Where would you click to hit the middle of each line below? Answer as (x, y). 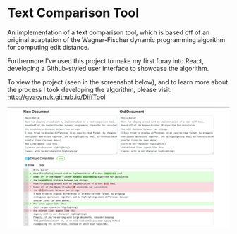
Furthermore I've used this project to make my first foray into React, (106, 60)
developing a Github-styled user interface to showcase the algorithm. (108, 68)
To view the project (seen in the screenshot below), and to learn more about (118, 82)
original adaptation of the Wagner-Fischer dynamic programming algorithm (116, 39)
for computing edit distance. (48, 47)
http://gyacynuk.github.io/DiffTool (56, 97)
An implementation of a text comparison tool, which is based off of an (109, 32)
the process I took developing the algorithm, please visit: (90, 89)
